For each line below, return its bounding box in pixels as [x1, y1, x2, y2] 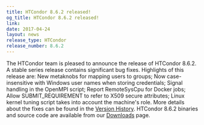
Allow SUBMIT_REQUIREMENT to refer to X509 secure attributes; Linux [6, 92, 185, 99]
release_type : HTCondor [6, 37, 67, 43]
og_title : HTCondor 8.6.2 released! [6, 15, 99, 21]
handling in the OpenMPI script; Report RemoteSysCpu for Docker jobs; [6, 85, 186, 93]
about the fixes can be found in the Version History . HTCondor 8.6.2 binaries [6, 105, 199, 112]
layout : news [6, 32, 40, 38]
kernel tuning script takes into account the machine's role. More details [6, 98, 185, 105]
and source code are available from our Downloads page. [6, 111, 150, 119]
